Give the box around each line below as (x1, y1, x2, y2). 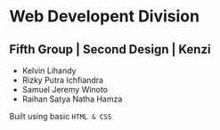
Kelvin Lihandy (21, 65, 77, 76)
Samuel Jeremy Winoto (21, 85, 109, 94)
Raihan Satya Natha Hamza (21, 93, 123, 104)
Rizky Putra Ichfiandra (21, 75, 104, 85)
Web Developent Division (9, 6, 200, 27)
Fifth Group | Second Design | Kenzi (9, 42, 211, 57)
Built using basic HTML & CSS (9, 111, 112, 121)
